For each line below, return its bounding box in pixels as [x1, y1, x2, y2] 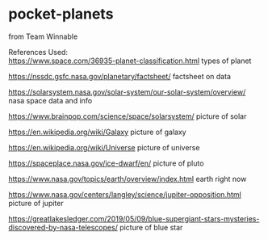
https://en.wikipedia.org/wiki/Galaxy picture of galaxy [8, 127, 187, 137]
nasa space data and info [8, 95, 93, 105]
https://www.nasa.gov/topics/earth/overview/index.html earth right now [8, 174, 247, 183]
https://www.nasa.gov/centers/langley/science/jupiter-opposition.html [8, 189, 242, 199]
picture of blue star [119, 222, 183, 232]
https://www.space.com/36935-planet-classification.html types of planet [8, 56, 252, 65]
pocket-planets [8, 5, 114, 23]
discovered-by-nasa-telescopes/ [8, 222, 119, 232]
